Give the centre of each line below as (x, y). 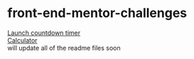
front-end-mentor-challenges (97, 13)
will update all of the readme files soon (64, 48)
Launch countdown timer (44, 33)
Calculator (22, 40)
